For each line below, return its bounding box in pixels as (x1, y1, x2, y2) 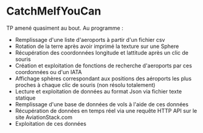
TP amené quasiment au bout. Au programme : (6, 24, 123, 32)
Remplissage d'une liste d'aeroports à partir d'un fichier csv (15, 36, 165, 43)
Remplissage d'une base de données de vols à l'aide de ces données (15, 100, 189, 107)
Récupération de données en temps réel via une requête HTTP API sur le (15, 107, 198, 114)
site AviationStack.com (15, 114, 73, 121)
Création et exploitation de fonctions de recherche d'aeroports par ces (15, 62, 193, 69)
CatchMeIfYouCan (6, 4, 101, 18)
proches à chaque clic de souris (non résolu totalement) (15, 81, 156, 89)
